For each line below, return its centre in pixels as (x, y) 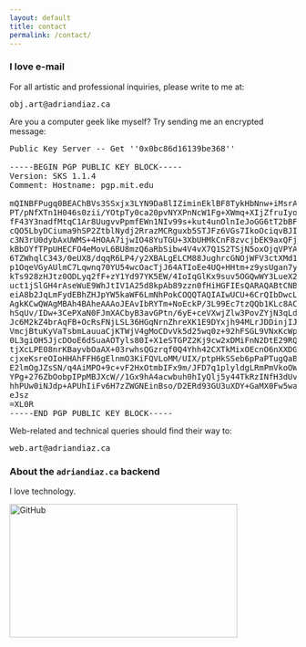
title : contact (38, 26)
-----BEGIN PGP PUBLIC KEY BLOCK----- (96, 167)
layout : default (40, 18)
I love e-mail (37, 67)
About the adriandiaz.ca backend (85, 471)
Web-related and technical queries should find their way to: (121, 431)
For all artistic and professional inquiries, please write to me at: (127, 87)
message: (28, 131)
